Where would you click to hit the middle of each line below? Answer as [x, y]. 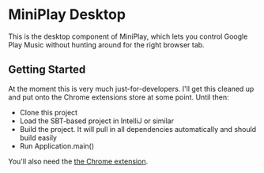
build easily [38, 137]
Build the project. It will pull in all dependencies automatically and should [138, 129]
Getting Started [47, 70]
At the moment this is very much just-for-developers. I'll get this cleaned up [131, 88]
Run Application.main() [57, 146]
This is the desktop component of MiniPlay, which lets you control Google [128, 36]
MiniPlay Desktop [67, 15]
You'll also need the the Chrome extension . [78, 161]
